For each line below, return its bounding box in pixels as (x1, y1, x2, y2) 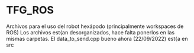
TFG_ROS (6, 3, 54, 17)
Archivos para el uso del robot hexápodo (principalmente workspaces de (6, 23, 184, 30)
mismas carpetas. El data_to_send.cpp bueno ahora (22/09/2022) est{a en (6, 35, 188, 42)
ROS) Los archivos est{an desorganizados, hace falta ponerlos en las (6, 29, 175, 36)
